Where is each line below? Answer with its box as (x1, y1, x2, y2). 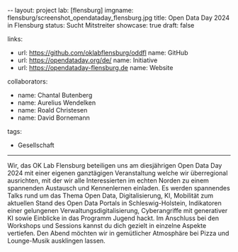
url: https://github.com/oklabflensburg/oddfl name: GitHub (17, 49, 188, 57)
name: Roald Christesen (17, 106, 88, 114)
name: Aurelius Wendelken (17, 98, 96, 107)
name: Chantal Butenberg (17, 91, 93, 99)
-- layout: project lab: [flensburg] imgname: (7, 6, 134, 14)
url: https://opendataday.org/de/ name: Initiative (17, 56, 158, 64)
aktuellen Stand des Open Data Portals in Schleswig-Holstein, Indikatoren (7, 199, 222, 207)
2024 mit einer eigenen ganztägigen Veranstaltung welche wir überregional (7, 169, 228, 177)
